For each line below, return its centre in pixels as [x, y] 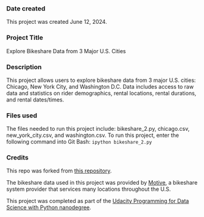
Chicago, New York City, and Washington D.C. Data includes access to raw [100, 86]
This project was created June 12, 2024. [57, 22]
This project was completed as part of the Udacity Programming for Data [98, 201]
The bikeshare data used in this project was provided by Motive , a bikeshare [102, 183]
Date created [26, 9]
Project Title [25, 38]
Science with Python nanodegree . [49, 208]
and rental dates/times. [35, 100]
